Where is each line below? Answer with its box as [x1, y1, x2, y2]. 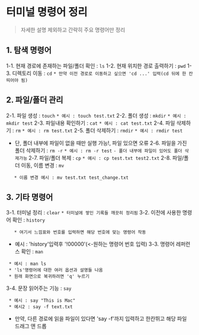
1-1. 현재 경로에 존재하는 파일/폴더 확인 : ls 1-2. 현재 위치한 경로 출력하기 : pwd [6, 62, 187, 69]
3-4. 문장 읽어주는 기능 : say [6, 285, 72, 292]
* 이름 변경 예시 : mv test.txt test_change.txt [14, 175, 129, 181]
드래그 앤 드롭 [14, 323, 47, 330]
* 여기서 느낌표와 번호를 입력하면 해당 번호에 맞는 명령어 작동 [14, 229, 146, 235]
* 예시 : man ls [8, 261, 46, 267]
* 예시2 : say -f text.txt [8, 304, 73, 310]
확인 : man [21, 248, 43, 255]
